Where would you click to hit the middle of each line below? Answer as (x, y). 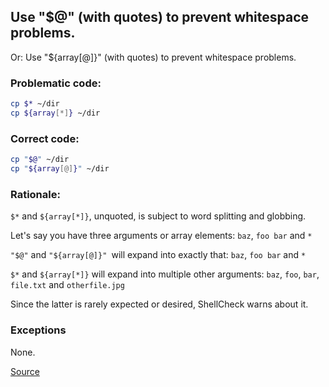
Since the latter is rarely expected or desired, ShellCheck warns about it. (159, 304)
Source (25, 371)
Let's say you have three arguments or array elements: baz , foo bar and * (161, 236)
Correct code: (45, 138)
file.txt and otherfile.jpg (67, 285)
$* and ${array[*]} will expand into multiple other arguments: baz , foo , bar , (165, 274)
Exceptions (38, 330)
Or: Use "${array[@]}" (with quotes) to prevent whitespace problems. (153, 57)
